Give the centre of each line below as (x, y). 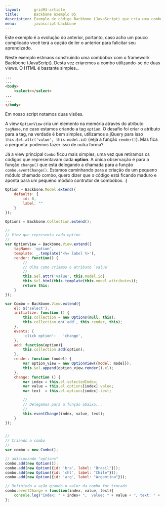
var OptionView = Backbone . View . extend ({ (48, 244)
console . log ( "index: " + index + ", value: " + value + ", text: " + (87, 495)
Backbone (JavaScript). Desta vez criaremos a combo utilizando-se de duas (83, 63)
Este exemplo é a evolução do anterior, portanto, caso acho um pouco (77, 38)
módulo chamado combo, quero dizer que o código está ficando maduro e (81, 175)
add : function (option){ (39, 345)
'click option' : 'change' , (53, 336)
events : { (24, 331)
